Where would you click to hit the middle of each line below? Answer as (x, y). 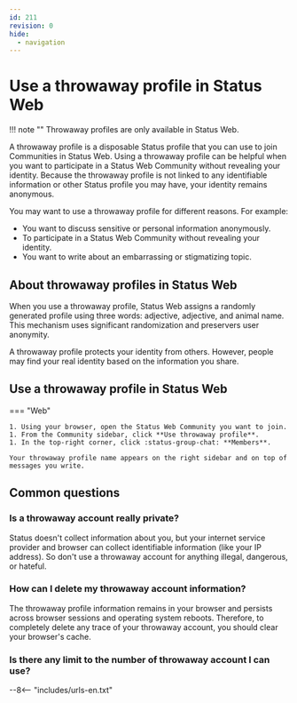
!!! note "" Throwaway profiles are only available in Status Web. (124, 130)
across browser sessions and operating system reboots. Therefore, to (137, 618)
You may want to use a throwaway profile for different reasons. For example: (149, 212)
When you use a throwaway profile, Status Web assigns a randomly (133, 306)
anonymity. (30, 335)
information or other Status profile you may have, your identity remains (138, 185)
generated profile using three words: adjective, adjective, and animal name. (147, 316)
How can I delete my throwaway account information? (128, 589)
